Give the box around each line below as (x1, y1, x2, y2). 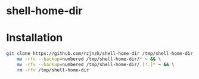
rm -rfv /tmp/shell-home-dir (17, 67, 89, 73)
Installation (6, 31, 63, 45)
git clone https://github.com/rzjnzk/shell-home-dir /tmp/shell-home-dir (6, 51, 194, 57)
